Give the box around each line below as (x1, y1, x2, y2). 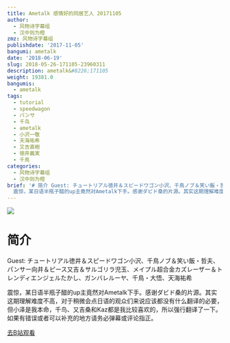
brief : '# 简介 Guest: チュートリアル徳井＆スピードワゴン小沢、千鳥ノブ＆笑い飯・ (7, 182, 220, 189)
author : (7, 16, 29, 23)
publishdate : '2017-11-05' (7, 42, 84, 49)
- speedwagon (13, 105, 51, 112)
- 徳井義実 (13, 150, 40, 157)
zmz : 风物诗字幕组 (7, 36, 53, 42)
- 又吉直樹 (13, 144, 40, 151)
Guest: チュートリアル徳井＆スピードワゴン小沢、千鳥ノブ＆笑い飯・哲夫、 (7, 257, 219, 265)
